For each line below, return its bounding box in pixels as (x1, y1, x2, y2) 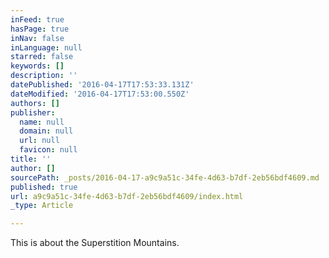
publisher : (10, 107, 56, 118)
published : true (10, 182, 78, 192)
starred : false (10, 52, 74, 62)
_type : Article (10, 201, 74, 211)
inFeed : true (10, 14, 65, 25)
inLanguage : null (10, 42, 83, 53)
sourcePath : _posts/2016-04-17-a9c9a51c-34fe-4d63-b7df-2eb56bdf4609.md (10, 172, 320, 183)
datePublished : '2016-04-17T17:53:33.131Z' (10, 80, 195, 90)
